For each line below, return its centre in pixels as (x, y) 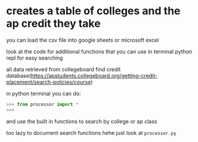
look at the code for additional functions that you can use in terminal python (99, 51)
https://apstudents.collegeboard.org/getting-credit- (94, 75)
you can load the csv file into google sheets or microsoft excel (83, 40)
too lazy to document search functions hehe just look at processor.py (92, 132)
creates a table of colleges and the (93, 11)
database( (19, 75)
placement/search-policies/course (49, 82)
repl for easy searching (35, 58)
